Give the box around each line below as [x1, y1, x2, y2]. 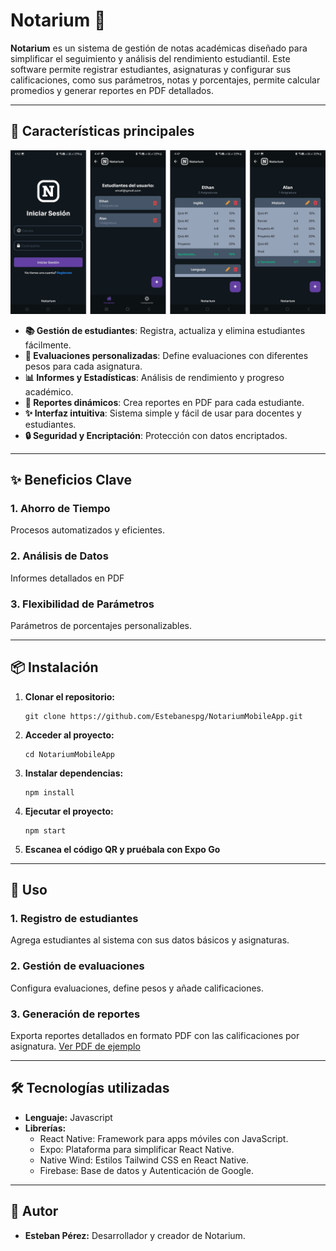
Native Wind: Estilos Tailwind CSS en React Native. [39, 1154, 249, 1166]
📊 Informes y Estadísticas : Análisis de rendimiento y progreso [24, 371, 285, 383]
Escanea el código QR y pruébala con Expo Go [24, 843, 221, 855]
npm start [24, 825, 67, 836]
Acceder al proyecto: [24, 729, 115, 741]
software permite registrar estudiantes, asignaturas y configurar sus [10, 63, 292, 75]
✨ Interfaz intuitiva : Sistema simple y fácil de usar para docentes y [24, 407, 302, 419]
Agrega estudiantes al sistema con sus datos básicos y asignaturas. [10, 934, 290, 946]
